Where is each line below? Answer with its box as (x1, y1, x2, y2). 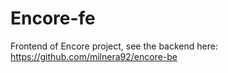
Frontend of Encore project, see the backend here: (10, 40, 218, 52)
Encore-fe (10, 7, 96, 30)
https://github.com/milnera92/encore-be (10, 50, 178, 62)
